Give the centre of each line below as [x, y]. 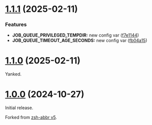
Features [16, 25]
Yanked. [13, 74]
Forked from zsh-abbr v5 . [31, 118]
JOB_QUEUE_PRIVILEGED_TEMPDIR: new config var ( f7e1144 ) [76, 35]
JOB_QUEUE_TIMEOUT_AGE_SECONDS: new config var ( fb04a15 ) [80, 41]
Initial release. [19, 108]
